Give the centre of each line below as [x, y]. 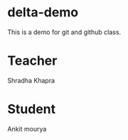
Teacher [32, 61]
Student [32, 109]
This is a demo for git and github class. [64, 32]
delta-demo [43, 12]
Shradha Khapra [31, 80]
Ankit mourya [27, 129]
